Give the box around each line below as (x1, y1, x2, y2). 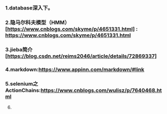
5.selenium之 (5, 80, 39, 87)
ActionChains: (5, 87, 41, 94)
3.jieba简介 (5, 46, 33, 53)
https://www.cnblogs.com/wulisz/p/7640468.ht (41, 87, 162, 94)
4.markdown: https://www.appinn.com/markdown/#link (5, 66, 144, 73)
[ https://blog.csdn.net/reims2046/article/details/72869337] (5, 52, 157, 59)
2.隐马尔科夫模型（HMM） (5, 19, 70, 26)
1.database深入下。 (5, 4, 54, 11)
